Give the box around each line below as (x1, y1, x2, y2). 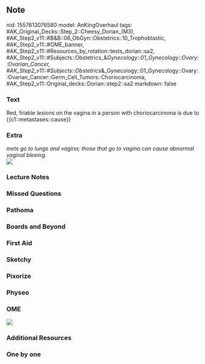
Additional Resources (6, 334, 72, 342)
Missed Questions (6, 190, 62, 198)
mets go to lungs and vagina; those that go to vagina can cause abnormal (6, 145, 195, 152)
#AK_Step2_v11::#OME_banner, (6, 41, 84, 48)
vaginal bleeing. (6, 152, 47, 159)
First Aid (6, 239, 32, 247)
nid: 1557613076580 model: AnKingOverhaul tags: (6, 21, 133, 28)
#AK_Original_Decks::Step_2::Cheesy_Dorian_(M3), (6, 28, 135, 35)
